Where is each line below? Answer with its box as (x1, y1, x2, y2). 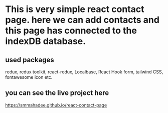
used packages (5, 55, 54, 64)
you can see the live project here (5, 89, 109, 97)
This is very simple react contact (5, 4, 144, 15)
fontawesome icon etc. (5, 74, 53, 80)
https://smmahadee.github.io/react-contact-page (5, 102, 107, 108)
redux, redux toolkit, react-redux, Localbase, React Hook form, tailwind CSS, (5, 69, 163, 75)
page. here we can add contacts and (5, 14, 159, 26)
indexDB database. (5, 36, 86, 47)
